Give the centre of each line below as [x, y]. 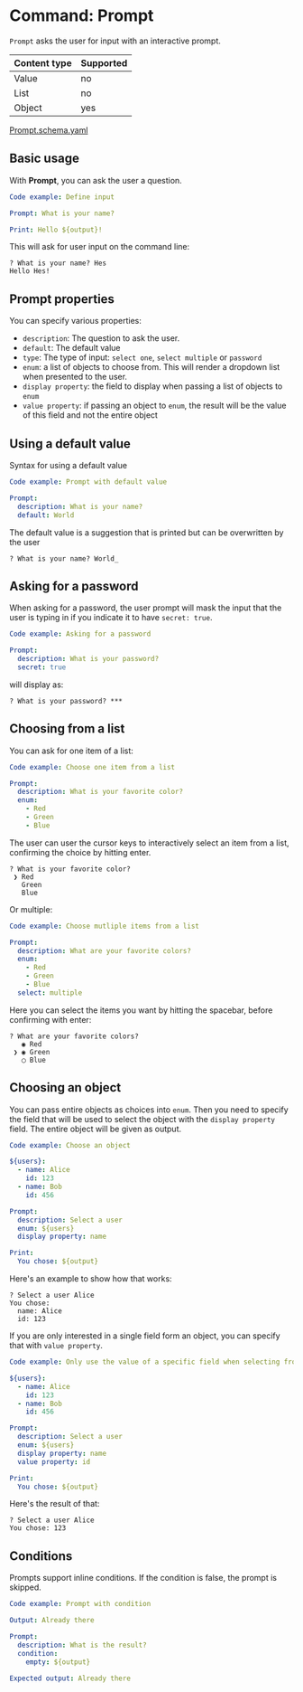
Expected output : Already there [70, 1678]
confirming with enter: [50, 1019]
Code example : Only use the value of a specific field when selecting [145, 1362]
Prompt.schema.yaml [49, 130]
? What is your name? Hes [58, 263]
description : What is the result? [82, 1645]
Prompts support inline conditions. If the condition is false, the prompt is [143, 1578]
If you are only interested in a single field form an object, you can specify [145, 1336]
